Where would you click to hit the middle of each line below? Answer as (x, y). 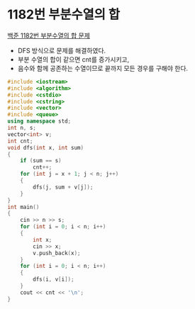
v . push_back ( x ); (57, 253)
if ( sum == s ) (41, 161)
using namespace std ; (39, 121)
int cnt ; (20, 141)
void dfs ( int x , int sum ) (45, 147)
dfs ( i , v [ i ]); (54, 280)
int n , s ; (22, 128)
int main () (23, 207)
